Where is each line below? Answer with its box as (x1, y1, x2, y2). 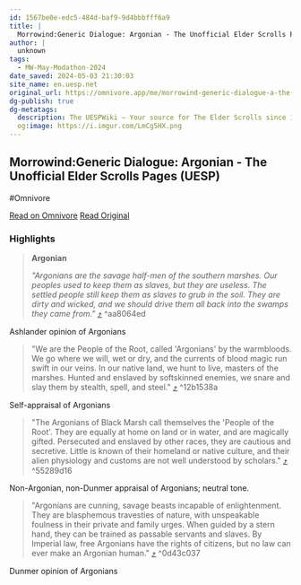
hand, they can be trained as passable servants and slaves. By (30, 528, 262, 539)
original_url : (9, 88, 63, 97)
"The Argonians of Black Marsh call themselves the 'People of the (30, 417, 275, 428)
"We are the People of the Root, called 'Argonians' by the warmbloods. (30, 344, 292, 354)
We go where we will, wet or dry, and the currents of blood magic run (30, 354, 288, 364)
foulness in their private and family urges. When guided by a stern (30, 520, 275, 530)
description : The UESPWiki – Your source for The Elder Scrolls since (17, 113, 287, 122)
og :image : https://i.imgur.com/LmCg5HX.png (17, 122, 182, 131)
